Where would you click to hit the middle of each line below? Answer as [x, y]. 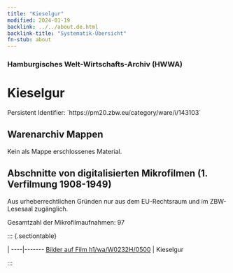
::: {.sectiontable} [32, 236]
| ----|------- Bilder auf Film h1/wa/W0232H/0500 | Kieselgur [96, 249]
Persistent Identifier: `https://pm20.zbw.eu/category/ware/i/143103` [104, 112]
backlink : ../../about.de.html [53, 27]
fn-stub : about [29, 40]
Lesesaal [20, 209]
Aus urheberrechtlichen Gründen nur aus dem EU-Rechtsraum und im [108, 201]
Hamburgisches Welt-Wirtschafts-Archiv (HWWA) [95, 64]
